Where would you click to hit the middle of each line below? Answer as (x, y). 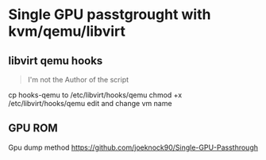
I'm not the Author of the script (78, 80)
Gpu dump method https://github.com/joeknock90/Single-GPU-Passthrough (133, 147)
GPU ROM (33, 128)
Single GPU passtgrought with (110, 15)
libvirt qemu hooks (56, 61)
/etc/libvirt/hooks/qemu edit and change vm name (90, 103)
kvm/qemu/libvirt (67, 31)
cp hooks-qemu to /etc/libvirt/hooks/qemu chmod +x (95, 95)
